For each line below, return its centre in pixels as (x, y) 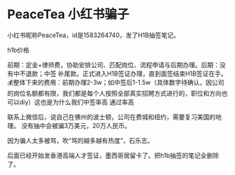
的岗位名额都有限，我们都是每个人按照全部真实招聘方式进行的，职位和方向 (114, 93)
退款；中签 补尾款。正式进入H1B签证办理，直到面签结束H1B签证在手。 (126, 73)
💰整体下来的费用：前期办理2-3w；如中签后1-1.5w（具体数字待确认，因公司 (116, 82)
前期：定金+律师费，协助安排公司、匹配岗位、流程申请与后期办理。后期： (114, 64)
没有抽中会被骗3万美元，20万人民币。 (76, 125)
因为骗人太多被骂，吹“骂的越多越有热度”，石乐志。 (80, 140)
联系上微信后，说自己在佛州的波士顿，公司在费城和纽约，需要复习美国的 (111, 117)
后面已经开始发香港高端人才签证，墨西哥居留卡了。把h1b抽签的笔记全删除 (113, 155)
